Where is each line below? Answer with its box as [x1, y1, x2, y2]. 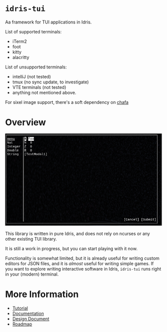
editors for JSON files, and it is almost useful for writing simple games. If [5, 260, 154, 267]
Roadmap [12, 321, 32, 327]
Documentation [12, 310, 44, 317]
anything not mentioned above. [12, 89, 77, 95]
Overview [5, 117, 46, 128]
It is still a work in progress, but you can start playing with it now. [5, 245, 138, 252]
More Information [5, 289, 79, 300]
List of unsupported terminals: [5, 64, 67, 70]
